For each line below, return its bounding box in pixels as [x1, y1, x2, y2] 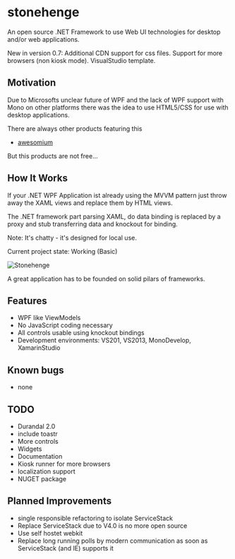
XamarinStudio [17, 343, 61, 352]
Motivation [7, 77, 56, 89]
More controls [17, 437, 59, 445]
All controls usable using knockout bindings [17, 329, 145, 337]
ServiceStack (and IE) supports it [17, 543, 114, 552]
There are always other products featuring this [7, 124, 143, 133]
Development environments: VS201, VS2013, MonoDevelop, [17, 336, 192, 345]
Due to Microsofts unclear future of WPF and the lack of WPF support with [7, 95, 224, 104]
